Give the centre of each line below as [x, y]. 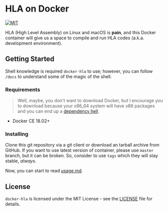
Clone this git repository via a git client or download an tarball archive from [82, 145]
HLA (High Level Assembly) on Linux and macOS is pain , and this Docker [81, 32]
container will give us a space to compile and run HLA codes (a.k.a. [75, 38]
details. [13, 204]
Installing [17, 134]
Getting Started [30, 59]
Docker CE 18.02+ [31, 121]
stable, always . [21, 161]
